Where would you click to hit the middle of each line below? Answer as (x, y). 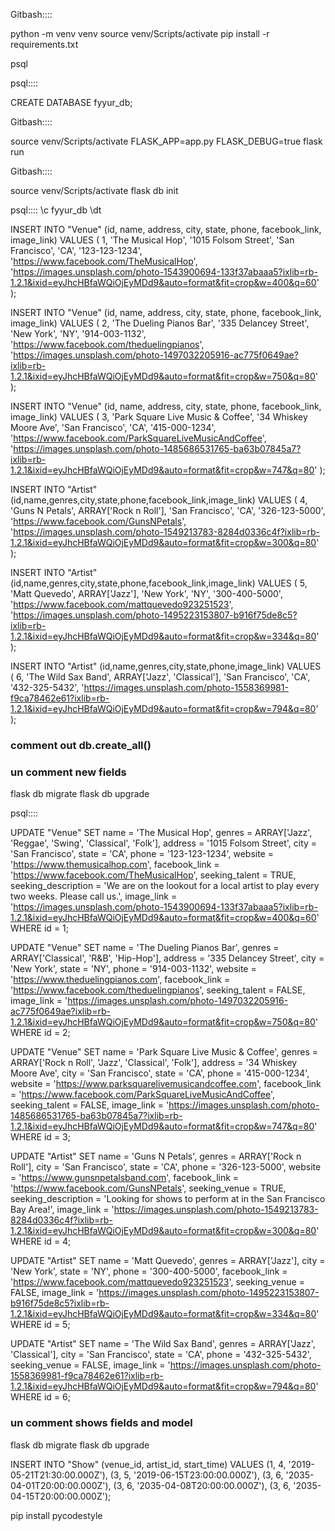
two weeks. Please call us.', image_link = (94, 896)
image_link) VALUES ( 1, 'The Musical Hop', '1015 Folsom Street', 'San (152, 240)
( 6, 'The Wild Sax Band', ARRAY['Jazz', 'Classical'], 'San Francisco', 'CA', (160, 677)
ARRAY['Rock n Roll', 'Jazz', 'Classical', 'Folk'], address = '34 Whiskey (154, 1063)
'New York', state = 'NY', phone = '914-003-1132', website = (133, 969)
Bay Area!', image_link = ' (62, 1210)
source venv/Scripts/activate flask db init (94, 190)
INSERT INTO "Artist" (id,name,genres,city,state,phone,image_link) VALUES (166, 666)
